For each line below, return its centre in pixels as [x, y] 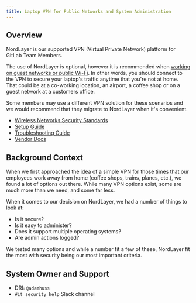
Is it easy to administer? [43, 225]
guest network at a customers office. [51, 92]
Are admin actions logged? [47, 238]
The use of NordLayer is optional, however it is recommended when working [98, 67]
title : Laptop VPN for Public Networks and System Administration [89, 11]
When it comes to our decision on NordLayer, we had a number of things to [97, 202]
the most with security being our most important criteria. [74, 256]
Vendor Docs [30, 139]
